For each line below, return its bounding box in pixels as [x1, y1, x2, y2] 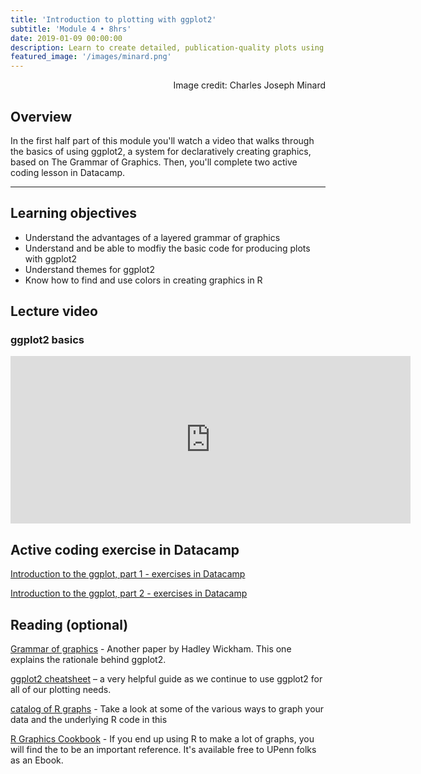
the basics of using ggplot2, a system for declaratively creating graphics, [10, 145, 312, 157]
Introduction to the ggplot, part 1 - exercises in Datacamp [10, 568, 246, 580]
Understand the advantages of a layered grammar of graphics [24, 231, 281, 243]
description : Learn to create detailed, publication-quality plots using [10, 42, 325, 53]
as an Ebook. [10, 754, 64, 766]
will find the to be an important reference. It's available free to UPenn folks [10, 744, 317, 756]
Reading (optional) [10, 616, 129, 633]
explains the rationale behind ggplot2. [10, 654, 167, 666]
